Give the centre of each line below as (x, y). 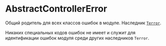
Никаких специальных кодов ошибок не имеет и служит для (70, 32)
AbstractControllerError (56, 9)
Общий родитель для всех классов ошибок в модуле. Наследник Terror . (84, 23)
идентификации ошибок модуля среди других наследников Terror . (77, 38)
